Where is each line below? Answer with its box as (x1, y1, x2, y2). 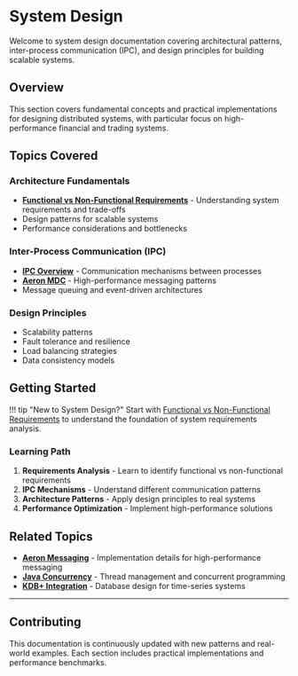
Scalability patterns (21, 326, 93, 338)
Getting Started (9, 381, 97, 396)
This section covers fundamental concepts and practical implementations (9, 104, 278, 114)
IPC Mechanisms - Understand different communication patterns (21, 484, 262, 495)
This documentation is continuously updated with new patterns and (9, 638, 255, 648)
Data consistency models (21, 355, 115, 366)
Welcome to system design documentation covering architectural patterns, (9, 35, 282, 46)
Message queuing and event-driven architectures (21, 284, 203, 295)
